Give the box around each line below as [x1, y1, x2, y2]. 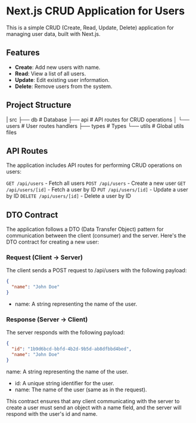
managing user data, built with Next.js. [6, 30, 101, 37]
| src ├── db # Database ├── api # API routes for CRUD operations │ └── [6, 115, 190, 123]
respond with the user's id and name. [6, 410, 98, 417]
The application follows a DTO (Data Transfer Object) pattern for [6, 226, 164, 233]
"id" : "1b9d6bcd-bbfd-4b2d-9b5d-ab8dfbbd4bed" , [11, 346, 132, 352]
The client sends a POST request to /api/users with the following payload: [6, 267, 187, 274]
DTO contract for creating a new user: [6, 238, 99, 246]
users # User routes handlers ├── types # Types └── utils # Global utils [6, 122, 185, 129]
